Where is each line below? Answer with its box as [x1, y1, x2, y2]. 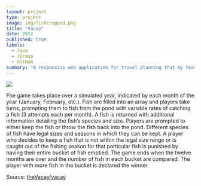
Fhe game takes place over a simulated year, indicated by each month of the [6, 92, 194, 99]
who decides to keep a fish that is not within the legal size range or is [6, 136, 176, 144]
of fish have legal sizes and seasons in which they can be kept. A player [6, 130, 184, 138]
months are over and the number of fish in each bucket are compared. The [6, 155, 190, 163]
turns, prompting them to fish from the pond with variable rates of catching [6, 105, 191, 112]
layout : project [6, 8, 47, 15]
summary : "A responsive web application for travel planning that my [6, 64, 184, 71]
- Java [11, 48, 28, 54]
